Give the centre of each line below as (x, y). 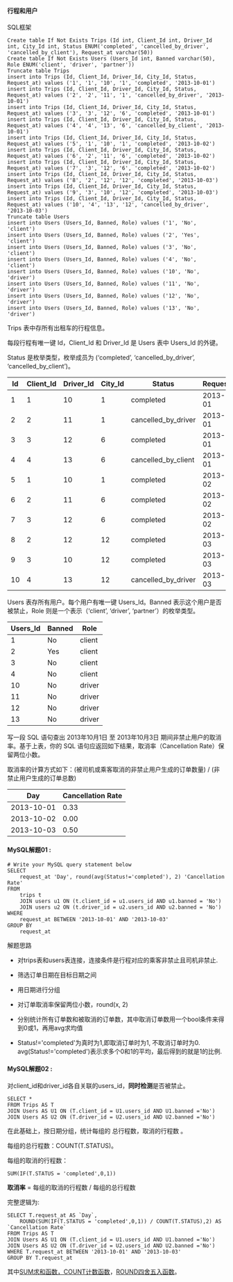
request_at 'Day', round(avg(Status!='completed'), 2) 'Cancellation (122, 877)
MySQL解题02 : (30, 1069)
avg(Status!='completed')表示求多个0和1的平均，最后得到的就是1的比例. (120, 1052)
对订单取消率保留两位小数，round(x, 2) (72, 1005)
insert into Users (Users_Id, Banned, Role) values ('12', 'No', (103, 296)
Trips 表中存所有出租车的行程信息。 (58, 328)
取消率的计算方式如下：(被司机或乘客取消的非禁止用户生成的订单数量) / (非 (114, 770)
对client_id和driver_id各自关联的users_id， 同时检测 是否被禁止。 (98, 1085)
